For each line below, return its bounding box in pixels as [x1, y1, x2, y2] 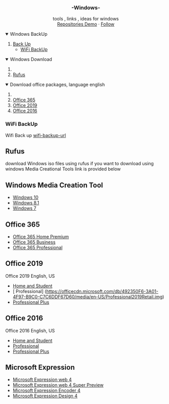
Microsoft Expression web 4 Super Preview [12, 382, 104, 388]
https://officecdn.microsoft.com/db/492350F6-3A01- [46, 288, 159, 294]
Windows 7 [12, 205, 37, 211]
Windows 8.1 [12, 200, 39, 206]
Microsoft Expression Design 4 [12, 393, 78, 399]
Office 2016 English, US [5, 327, 55, 333]
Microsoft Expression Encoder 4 [12, 388, 81, 394]
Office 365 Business [12, 239, 56, 245]
